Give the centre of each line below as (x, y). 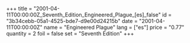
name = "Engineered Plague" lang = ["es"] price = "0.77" (114, 27)
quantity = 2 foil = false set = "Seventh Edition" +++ (70, 34)
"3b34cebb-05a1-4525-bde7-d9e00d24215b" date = (72, 21)
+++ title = (19, 9)
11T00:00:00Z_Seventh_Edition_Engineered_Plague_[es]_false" (84, 15)
